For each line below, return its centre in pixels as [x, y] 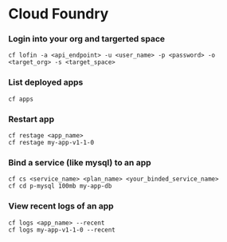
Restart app [31, 119]
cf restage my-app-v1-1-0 [51, 143]
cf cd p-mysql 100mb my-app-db [60, 186]
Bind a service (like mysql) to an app [80, 163]
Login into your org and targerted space [87, 39]
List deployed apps [46, 82]
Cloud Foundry [59, 14]
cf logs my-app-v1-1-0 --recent [62, 230]
